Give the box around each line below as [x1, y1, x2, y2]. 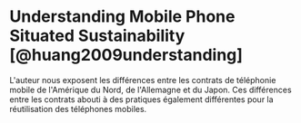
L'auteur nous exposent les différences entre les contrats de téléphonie [9, 74, 276, 85]
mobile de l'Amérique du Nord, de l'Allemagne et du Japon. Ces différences [9, 84, 293, 95]
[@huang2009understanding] [9, 45, 244, 65]
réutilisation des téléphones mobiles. [9, 103, 147, 114]
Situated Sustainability [9, 25, 186, 46]
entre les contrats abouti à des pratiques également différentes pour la [9, 93, 275, 105]
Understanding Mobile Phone [9, 6, 236, 27]
